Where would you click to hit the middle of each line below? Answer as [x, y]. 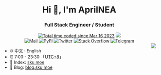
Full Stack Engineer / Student [79, 25]
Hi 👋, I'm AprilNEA [79, 10]
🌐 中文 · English [25, 51]
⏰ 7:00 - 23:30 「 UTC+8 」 [36, 57]
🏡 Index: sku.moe [27, 62]
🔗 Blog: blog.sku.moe [31, 67]
